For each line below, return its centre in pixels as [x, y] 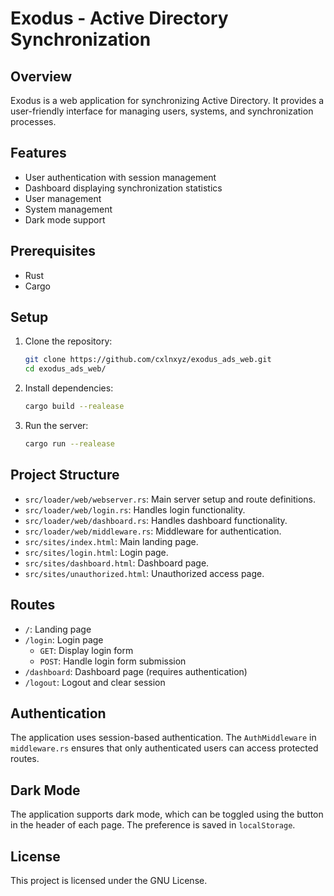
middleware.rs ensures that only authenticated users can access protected [164, 748]
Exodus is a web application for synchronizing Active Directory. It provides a [167, 100]
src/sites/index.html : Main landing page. [111, 541]
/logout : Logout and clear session [95, 682]
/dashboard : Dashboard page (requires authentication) [136, 671]
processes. [33, 121]
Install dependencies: [69, 388]
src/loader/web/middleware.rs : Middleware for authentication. [153, 531]
